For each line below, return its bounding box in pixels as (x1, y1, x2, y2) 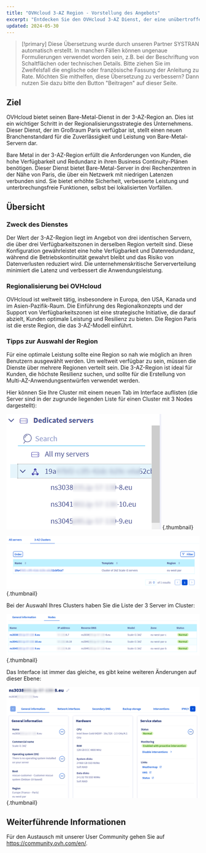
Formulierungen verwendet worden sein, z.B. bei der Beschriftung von (21, 53, 199, 61)
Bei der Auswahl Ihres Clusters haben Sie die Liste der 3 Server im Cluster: (6, 601, 195, 609)
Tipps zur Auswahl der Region (6, 337, 98, 346)
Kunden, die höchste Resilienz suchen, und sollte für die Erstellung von (6, 371, 186, 378)
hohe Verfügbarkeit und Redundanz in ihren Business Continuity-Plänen (6, 158, 188, 165)
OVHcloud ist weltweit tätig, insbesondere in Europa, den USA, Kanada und (6, 296, 197, 303)
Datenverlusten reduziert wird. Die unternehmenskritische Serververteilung (6, 260, 196, 267)
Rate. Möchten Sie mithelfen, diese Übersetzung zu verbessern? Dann (21, 73, 199, 80)
